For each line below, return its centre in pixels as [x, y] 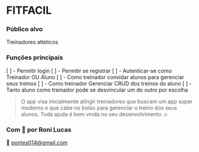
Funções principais [35, 57]
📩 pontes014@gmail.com [37, 143]
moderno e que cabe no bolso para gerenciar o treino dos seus [99, 108]
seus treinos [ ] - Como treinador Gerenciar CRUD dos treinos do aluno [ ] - [99, 83]
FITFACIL [29, 10]
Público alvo [25, 29]
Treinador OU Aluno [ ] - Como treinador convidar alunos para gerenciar [95, 77]
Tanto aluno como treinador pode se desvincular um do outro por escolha [97, 90]
